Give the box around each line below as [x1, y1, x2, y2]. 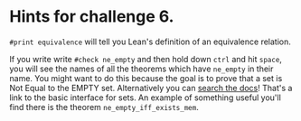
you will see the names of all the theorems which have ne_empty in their [9, 63, 274, 74]
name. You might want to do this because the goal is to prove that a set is [9, 72, 283, 83]
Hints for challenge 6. [9, 6, 174, 27]
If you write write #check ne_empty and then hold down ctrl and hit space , [9, 53, 283, 64]
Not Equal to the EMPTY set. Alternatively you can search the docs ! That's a [9, 82, 293, 93]
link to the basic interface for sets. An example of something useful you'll [9, 92, 282, 103]
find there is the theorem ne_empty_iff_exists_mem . [9, 101, 199, 112]
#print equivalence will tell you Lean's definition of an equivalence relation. [9, 36, 291, 47]
